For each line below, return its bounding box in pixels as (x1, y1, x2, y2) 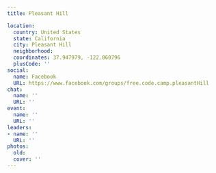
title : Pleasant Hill (7, 10, 69, 17)
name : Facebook (13, 73, 57, 80)
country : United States (13, 29, 81, 36)
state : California (13, 35, 66, 42)
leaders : (7, 124, 32, 131)
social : (7, 66, 29, 74)
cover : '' (13, 156, 41, 163)
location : (7, 22, 36, 29)
